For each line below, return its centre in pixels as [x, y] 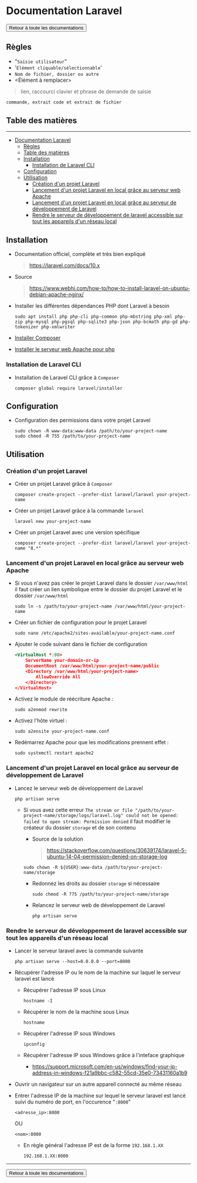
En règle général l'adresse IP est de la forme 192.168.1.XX [93, 1145]
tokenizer [27, 327]
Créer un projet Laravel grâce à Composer [63, 484]
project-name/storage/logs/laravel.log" [73, 815]
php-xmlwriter [58, 327]
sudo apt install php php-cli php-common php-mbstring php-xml [94, 317]
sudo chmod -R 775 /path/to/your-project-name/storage [100, 894]
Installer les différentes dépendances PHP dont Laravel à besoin [92, 306]
